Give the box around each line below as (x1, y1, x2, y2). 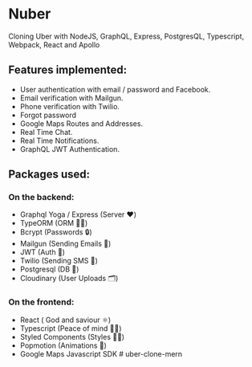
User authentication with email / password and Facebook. (19, 84, 211, 94)
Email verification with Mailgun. (19, 93, 124, 103)
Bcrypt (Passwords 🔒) (19, 227, 92, 237)
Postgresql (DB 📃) (19, 264, 79, 274)
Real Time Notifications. (19, 136, 100, 145)
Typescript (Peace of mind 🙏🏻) (19, 323, 122, 333)
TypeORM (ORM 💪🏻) (19, 218, 88, 228)
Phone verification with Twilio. (19, 101, 120, 111)
